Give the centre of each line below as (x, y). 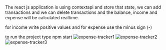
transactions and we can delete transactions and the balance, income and (81, 12)
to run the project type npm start (39, 37)
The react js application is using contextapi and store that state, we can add (83, 7)
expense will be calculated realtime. (42, 18)
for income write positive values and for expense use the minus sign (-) (79, 27)
